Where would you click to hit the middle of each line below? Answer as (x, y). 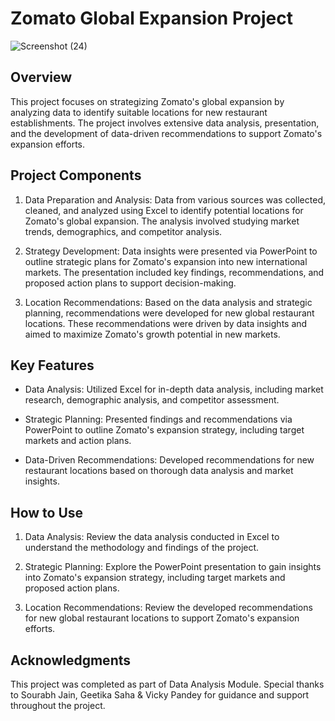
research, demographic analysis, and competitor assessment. (152, 400)
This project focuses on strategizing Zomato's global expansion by (147, 101)
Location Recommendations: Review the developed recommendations (168, 608)
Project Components (76, 175)
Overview (41, 77)
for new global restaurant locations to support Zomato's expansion (162, 618)
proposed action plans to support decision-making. (130, 283)
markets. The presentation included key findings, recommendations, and (174, 272)
